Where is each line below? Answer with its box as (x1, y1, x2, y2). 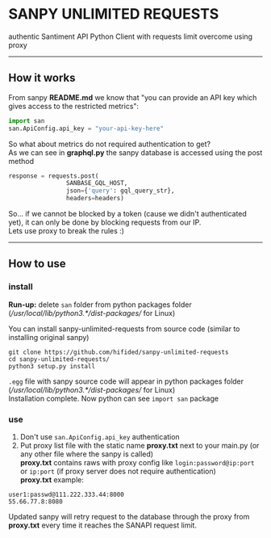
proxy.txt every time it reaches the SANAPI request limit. (8, 520, 198, 530)
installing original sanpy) (8, 332, 90, 342)
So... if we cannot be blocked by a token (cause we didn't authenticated (8, 209, 248, 218)
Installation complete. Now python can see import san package (8, 393, 219, 403)
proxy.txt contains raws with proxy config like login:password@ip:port (19, 457, 255, 467)
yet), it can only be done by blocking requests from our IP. (8, 217, 202, 227)
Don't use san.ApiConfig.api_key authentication (19, 431, 180, 441)
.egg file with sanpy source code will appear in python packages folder (8, 376, 244, 386)
